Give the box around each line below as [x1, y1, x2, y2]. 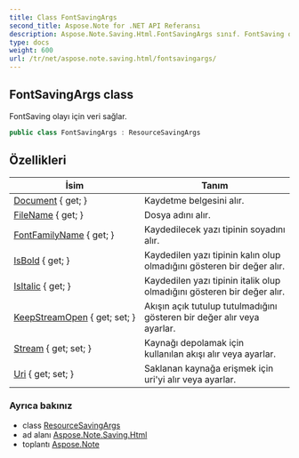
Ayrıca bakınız [9, 399, 73, 412]
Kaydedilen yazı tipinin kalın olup [143, 248, 281, 261]
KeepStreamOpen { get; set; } [13, 310, 136, 323]
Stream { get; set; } [13, 341, 92, 354]
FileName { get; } [13, 208, 84, 221]
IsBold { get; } [13, 254, 70, 267]
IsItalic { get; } [13, 279, 71, 292]
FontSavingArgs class [9, 87, 134, 102]
